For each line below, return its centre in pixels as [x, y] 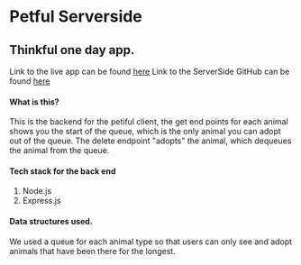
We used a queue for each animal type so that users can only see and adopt [151, 242]
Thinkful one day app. [72, 50]
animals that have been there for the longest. [92, 251]
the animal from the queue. [59, 151]
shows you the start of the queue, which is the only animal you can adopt [145, 132]
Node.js [37, 191]
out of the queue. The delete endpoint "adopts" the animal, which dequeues [150, 141]
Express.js [41, 201]
